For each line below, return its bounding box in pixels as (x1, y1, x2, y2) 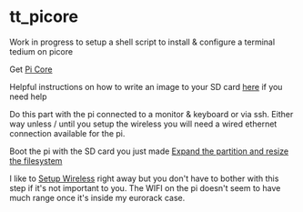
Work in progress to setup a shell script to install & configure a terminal (9, 36, 276, 47)
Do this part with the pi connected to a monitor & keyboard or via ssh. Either (9, 108, 294, 119)
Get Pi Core (9, 64, 53, 75)
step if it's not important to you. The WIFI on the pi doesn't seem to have (9, 182, 281, 193)
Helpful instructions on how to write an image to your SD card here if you (9, 81, 283, 92)
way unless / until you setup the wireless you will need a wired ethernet (9, 118, 278, 129)
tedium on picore (9, 45, 74, 56)
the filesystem (9, 155, 63, 166)
